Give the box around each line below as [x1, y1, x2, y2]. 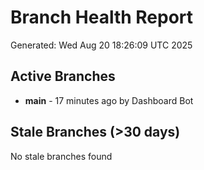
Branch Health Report [10, 6, 194, 29]
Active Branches [10, 68, 116, 85]
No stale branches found [10, 150, 113, 162]
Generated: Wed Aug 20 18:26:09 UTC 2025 [10, 39, 193, 51]
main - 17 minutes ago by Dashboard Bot [24, 94, 194, 106]
